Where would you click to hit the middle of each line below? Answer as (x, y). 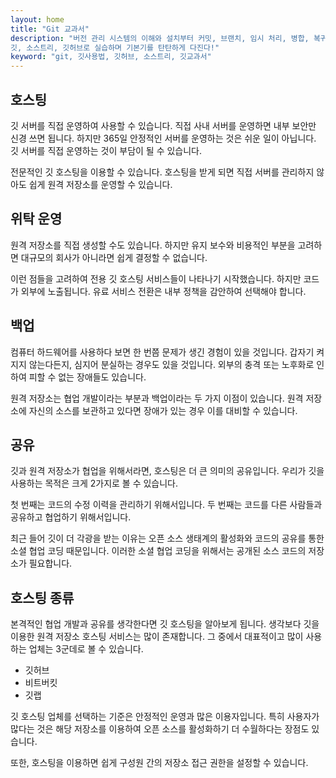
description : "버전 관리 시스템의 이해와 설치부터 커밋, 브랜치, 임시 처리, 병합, (160, 38)
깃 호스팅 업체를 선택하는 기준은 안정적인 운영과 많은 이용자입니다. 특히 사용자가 (165, 717)
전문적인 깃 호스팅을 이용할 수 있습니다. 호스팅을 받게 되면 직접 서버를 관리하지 (162, 172)
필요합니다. (50, 563)
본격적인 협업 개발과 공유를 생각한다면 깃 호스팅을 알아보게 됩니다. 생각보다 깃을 (165, 624)
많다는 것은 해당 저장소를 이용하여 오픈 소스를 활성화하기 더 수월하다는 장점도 (160, 729)
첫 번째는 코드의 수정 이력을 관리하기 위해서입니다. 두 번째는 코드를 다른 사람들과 (166, 505)
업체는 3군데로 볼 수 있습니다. (86, 649)
